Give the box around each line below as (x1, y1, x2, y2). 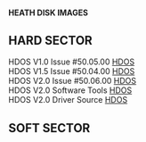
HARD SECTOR (8, 32, 93, 48)
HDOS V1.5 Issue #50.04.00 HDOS (8, 66, 135, 77)
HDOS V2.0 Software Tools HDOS (8, 85, 133, 96)
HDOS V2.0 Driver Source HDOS (8, 95, 128, 105)
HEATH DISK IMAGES (8, 7, 88, 18)
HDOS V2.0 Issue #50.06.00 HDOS (8, 76, 137, 87)
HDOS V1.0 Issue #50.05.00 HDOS (8, 56, 135, 67)
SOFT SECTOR (8, 121, 91, 136)
